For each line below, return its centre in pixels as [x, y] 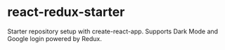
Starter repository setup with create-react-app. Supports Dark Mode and [113, 31]
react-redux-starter [66, 12]
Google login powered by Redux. [54, 38]
